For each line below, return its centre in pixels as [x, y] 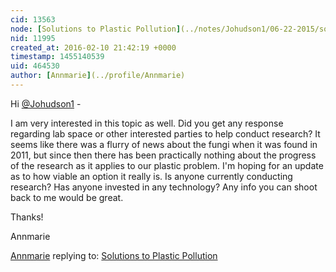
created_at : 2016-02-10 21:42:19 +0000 [93, 47]
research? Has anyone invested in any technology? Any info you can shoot [164, 187]
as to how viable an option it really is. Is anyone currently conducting [151, 176]
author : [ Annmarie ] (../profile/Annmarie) [98, 76]
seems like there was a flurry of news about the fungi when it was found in [164, 144]
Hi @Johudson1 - [46, 103]
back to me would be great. [67, 197]
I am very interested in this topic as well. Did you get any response [147, 123]
